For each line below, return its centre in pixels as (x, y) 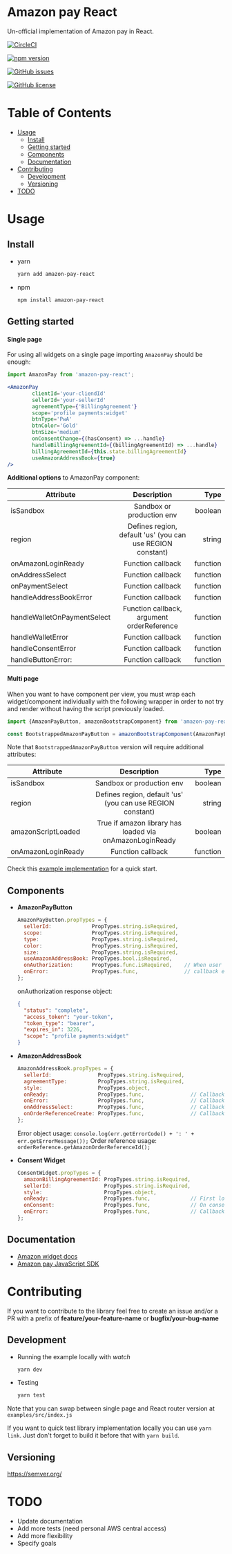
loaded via (139, 832)
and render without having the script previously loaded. (86, 708)
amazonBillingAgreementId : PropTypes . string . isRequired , (107, 1179)
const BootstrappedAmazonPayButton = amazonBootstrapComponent (100, 734)
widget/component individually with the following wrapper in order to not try (116, 701)
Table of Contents (59, 113)
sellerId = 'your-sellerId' (69, 400)
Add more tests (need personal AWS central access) (92, 1528)
